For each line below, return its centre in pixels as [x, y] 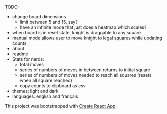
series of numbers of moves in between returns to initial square [85, 70]
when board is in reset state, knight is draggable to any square [77, 33]
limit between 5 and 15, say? [49, 22]
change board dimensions [39, 17]
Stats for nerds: [28, 59]
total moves [32, 65]
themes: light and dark [35, 91]
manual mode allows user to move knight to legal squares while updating [87, 38]
